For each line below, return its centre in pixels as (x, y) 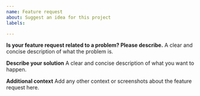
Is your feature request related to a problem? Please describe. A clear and (99, 45)
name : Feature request (34, 12)
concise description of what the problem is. (60, 52)
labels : (16, 23)
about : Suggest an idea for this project (59, 17)
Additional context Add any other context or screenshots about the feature (99, 81)
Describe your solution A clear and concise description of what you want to (100, 63)
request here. (23, 88)
